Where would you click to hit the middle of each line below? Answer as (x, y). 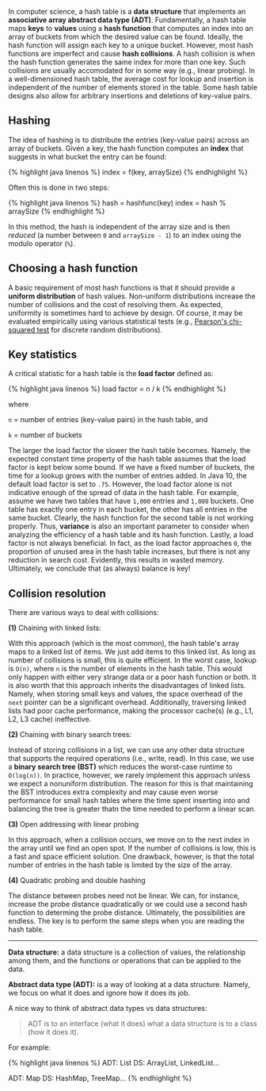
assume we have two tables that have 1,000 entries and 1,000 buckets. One (131, 501)
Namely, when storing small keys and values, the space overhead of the (125, 694)
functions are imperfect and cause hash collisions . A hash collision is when (132, 54)
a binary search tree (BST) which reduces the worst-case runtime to (120, 767)
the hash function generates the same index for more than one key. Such (127, 62)
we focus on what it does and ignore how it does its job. (99, 993)
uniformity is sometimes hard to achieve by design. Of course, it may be (125, 313)
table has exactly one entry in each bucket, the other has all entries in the (128, 509)
